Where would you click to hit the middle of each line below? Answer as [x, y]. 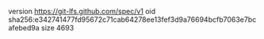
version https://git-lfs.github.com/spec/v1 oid [82, 11]
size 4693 [57, 28]
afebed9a [24, 28]
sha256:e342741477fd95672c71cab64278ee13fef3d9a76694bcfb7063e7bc [132, 19]
